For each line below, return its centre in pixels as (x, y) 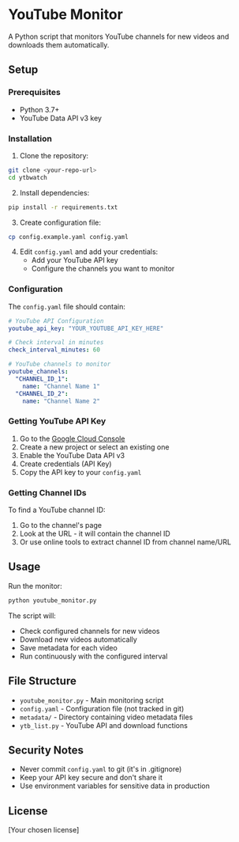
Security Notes (46, 750)
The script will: (32, 616)
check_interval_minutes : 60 (54, 350)
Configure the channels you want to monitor (103, 269)
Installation (30, 138)
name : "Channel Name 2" (62, 401)
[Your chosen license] (44, 830)
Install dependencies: (54, 192)
